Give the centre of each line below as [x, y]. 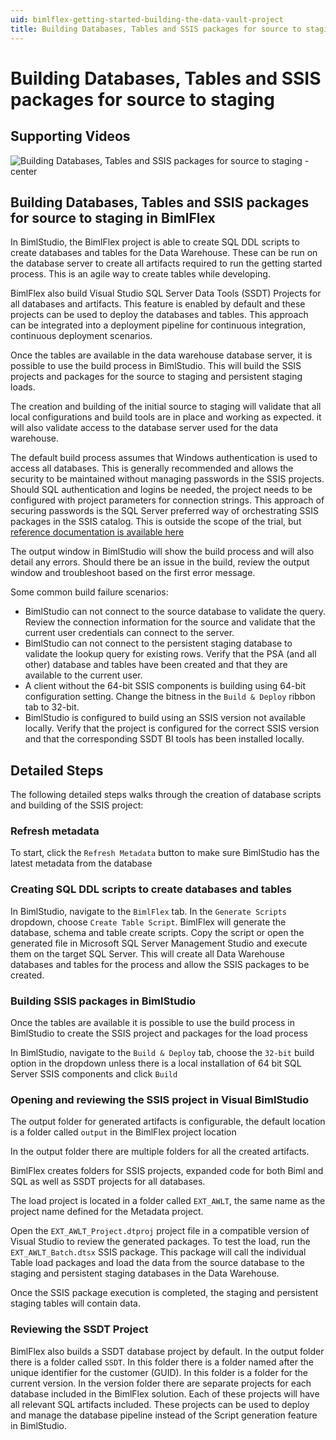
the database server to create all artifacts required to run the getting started [166, 263]
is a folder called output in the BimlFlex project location [123, 1132]
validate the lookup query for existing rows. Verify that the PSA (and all [170, 654]
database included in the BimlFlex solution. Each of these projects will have [165, 1393]
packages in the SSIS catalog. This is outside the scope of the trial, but [156, 522]
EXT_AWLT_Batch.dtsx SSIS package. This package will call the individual [158, 1252]
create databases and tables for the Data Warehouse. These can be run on [164, 253]
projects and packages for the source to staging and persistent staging [156, 377]
